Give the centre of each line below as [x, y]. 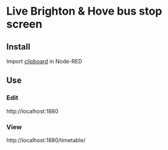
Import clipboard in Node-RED [44, 61]
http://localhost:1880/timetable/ [46, 140]
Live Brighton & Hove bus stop [84, 11]
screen [24, 24]
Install [18, 47]
